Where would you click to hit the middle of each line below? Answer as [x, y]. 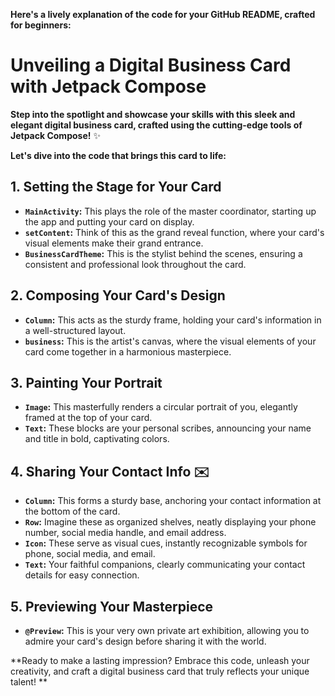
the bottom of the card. [72, 511]
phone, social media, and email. [90, 554]
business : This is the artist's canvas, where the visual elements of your [170, 341]
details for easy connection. [82, 575]
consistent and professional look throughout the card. [135, 264]
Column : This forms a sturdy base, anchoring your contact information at [173, 501]
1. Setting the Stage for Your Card [116, 187]
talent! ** [29, 682]
